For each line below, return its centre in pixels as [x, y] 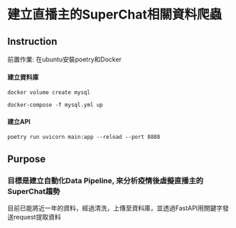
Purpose [27, 159]
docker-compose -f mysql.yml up [55, 105]
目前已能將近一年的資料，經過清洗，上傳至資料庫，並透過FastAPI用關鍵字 [115, 208]
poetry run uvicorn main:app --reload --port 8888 [84, 137]
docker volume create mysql [49, 93]
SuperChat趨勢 [34, 191]
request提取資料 [37, 217]
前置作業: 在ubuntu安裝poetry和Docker [65, 59]
